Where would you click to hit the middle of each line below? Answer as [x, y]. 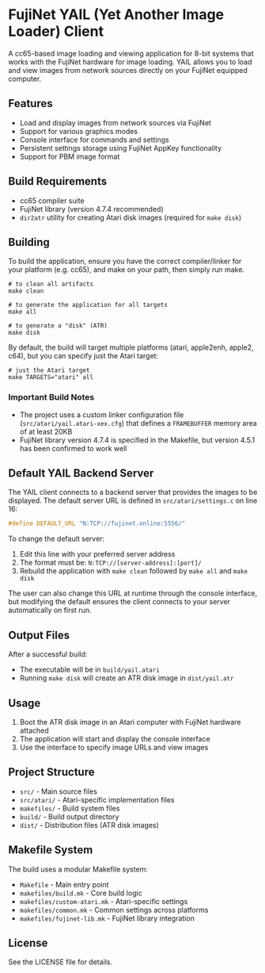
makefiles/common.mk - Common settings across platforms [114, 910]
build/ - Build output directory [69, 816]
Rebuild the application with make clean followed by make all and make [133, 571]
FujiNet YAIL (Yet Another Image [116, 15]
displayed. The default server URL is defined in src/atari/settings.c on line [133, 500]
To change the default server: [57, 539]
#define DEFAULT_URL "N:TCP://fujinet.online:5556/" [97, 524]
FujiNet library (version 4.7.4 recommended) [91, 209]
